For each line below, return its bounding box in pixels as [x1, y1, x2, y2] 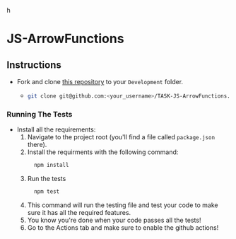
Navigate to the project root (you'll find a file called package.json [27, 133, 216, 141]
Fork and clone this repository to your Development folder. [16, 78, 184, 86]
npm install [33, 162, 69, 169]
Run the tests [27, 175, 66, 183]
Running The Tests [6, 109, 73, 119]
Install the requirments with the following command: [27, 148, 179, 156]
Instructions [6, 59, 61, 71]
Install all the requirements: [16, 125, 96, 134]
